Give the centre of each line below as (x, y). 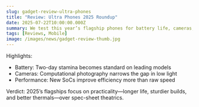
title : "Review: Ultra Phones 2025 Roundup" (62, 17)
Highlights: (19, 56)
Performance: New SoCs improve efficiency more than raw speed (95, 80)
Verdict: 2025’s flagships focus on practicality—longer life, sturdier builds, (97, 91)
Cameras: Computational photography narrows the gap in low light (96, 74)
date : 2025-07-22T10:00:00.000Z (46, 22)
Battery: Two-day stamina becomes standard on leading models (93, 67)
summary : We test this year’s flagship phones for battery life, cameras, (100, 28)
